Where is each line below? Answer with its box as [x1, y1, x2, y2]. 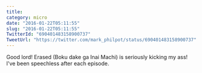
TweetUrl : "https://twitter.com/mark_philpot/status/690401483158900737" [6, 37, 197, 43]
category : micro [6, 14, 47, 21]
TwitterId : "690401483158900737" [6, 31, 91, 37]
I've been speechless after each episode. [6, 60, 110, 67]
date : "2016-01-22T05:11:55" [6, 20, 80, 26]
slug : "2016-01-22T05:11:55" [6, 25, 80, 32]
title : [6, 8, 23, 15]
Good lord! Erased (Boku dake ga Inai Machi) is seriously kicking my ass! [6, 54, 188, 60]
